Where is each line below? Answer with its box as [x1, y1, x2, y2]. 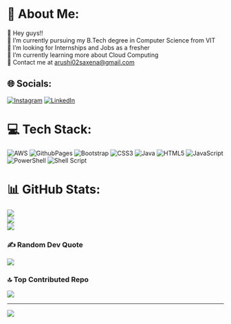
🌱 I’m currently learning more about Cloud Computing [7, 51, 159, 59]
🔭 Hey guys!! [7, 29, 43, 37]
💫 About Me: [7, 6, 80, 22]
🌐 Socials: [7, 78, 52, 90]
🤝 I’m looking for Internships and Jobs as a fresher [7, 43, 150, 51]
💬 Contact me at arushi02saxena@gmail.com [7, 58, 135, 66]
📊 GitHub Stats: [7, 181, 101, 197]
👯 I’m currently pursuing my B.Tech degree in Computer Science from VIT [7, 36, 216, 44]
